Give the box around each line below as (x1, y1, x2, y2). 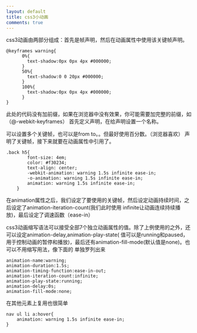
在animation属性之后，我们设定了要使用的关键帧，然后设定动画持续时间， (6, 197, 185, 204)
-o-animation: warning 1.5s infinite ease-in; (27, 175, 143, 181)
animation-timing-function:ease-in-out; (6, 268, 107, 274)
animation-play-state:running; (6, 278, 83, 284)
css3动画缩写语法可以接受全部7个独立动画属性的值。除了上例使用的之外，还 (6, 224, 191, 231)
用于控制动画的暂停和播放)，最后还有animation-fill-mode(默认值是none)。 (6, 239, 185, 246)
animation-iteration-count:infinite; (6, 273, 99, 279)
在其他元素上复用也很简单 (6, 299, 68, 307)
